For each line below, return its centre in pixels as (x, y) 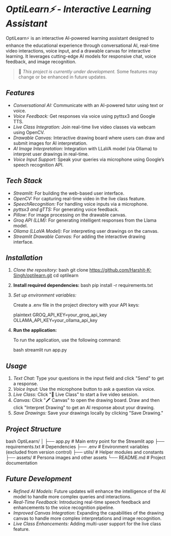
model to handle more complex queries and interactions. (72, 496)
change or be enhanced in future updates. (63, 77)
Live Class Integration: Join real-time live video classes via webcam (84, 127)
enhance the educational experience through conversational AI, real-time (82, 45)
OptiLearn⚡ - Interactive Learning (79, 9)
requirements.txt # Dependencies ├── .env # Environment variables (77, 447)
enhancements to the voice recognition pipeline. (64, 507)
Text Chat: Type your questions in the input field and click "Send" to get (89, 378)
